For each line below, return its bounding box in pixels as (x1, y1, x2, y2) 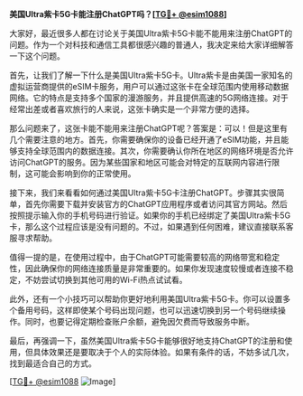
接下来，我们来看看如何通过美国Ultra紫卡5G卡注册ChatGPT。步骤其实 (9, 187, 269, 198)
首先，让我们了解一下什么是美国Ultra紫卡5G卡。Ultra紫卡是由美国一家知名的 (9, 70, 293, 80)
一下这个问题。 (9, 51, 65, 61)
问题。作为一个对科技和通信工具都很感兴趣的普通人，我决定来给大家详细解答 (9, 40, 294, 50)
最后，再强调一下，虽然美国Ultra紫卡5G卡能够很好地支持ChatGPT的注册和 (9, 335, 285, 346)
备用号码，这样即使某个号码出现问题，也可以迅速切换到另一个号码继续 (16, 305, 278, 316)
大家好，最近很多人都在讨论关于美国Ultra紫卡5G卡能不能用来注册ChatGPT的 (9, 28, 293, 39)
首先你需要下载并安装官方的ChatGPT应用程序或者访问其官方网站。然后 (24, 199, 289, 209)
